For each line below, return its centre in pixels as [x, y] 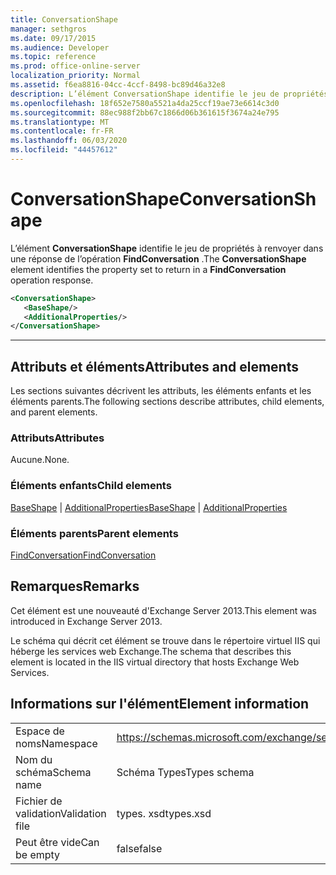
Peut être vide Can [57, 842]
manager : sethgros [48, 29]
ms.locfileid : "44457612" [64, 150]
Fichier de [39, 801]
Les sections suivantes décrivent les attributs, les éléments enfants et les [161, 391]
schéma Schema [53, 772]
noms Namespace [56, 743]
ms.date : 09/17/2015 [53, 38]
